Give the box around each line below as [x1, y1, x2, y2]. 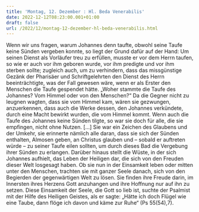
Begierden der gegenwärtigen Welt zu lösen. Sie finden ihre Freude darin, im [6, 174, 194, 181]
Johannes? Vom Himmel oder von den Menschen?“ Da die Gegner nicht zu [6, 92, 189, 99]
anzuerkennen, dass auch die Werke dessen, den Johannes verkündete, [6, 105, 184, 112]
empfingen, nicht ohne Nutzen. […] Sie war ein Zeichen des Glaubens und [6, 124, 188, 131]
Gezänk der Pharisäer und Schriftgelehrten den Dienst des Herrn [6, 73, 165, 80]
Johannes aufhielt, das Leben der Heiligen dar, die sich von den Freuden [6, 155, 184, 162]
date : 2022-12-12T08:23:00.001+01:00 [6, 14, 100, 20]
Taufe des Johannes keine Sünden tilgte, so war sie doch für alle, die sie [6, 117, 184, 125]
